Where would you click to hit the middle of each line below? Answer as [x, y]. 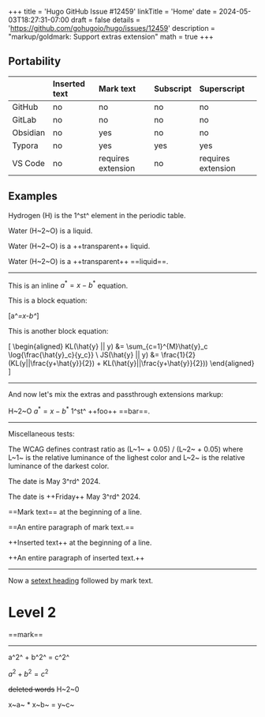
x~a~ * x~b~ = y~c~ [41, 704]
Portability [35, 61]
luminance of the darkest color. [59, 466]
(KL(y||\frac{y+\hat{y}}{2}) [52, 364]
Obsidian [29, 132]
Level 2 [32, 613]
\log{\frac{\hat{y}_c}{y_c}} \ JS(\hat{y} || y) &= [84, 355]
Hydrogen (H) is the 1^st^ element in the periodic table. [97, 215]
